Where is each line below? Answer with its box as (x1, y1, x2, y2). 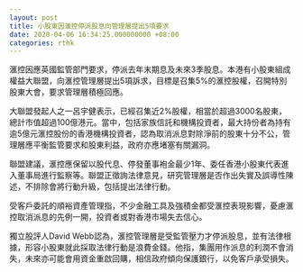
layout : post (9, 13, 59, 23)
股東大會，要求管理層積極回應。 (9, 86, 128, 97)
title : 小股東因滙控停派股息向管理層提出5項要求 (9, 22, 170, 31)
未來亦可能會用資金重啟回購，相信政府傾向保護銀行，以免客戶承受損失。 (24, 253, 294, 264)
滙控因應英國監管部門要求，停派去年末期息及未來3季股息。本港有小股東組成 (9, 64, 291, 75)
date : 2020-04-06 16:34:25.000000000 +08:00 (9, 30, 179, 39)
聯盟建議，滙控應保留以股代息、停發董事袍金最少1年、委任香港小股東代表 (9, 159, 281, 169)
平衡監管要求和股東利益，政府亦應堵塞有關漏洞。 (32, 140, 215, 150)
